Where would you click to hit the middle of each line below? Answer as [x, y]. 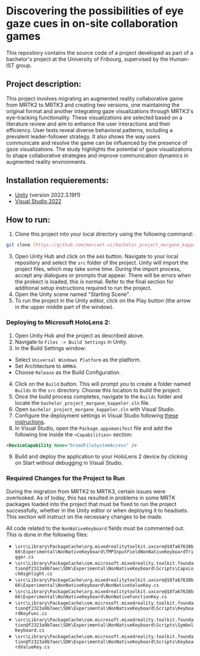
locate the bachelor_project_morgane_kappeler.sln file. [82, 402]
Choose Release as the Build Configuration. [68, 372]
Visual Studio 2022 [38, 201]
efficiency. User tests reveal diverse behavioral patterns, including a [90, 130]
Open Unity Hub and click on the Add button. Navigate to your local [96, 257]
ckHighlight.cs [34, 574]
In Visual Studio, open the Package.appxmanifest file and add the [93, 428]
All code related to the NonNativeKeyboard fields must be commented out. [96, 528]
